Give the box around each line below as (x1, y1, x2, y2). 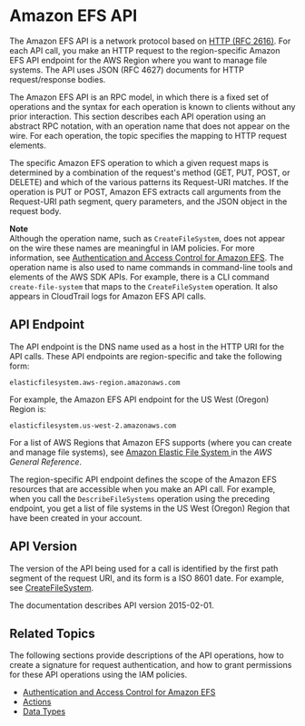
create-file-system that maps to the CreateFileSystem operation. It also (9, 280, 279, 291)
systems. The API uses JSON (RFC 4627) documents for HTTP (9, 64, 245, 75)
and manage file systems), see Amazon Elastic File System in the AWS (9, 446, 272, 457)
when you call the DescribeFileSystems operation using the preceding (9, 493, 271, 504)
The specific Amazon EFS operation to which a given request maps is (9, 157, 270, 168)
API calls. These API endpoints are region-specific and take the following (9, 350, 282, 361)
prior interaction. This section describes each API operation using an (9, 111, 266, 122)
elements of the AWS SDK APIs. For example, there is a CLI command (9, 271, 270, 282)
